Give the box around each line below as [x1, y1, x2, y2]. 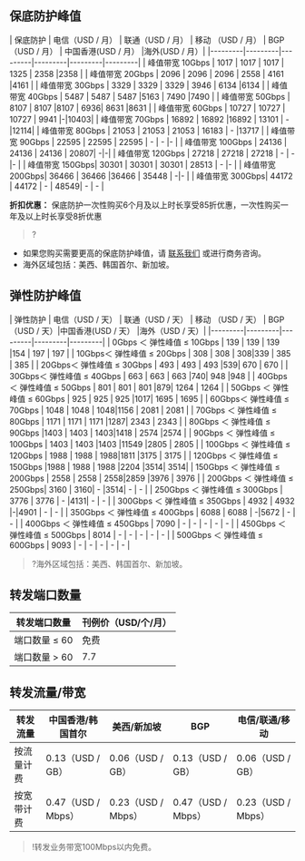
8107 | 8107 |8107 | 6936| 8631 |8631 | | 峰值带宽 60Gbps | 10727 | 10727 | [9, 103, 286, 113]
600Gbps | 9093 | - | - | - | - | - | [9, 539, 131, 551]
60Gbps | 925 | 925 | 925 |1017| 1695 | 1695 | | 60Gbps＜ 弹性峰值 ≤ [34, 393, 290, 404]
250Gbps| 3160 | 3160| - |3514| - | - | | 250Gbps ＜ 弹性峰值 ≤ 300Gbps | [9, 484, 283, 494]
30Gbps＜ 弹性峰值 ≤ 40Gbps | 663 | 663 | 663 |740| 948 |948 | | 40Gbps [9, 370, 288, 381]
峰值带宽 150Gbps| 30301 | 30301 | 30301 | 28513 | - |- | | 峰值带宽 [27, 159, 277, 170]
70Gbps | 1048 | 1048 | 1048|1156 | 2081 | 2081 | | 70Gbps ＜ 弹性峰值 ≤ [9, 405, 278, 416]
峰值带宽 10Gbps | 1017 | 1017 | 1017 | [147, 57, 284, 68]
